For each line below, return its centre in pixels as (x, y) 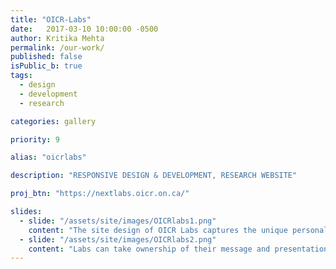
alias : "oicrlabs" (48, 157)
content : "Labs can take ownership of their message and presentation (178, 249)
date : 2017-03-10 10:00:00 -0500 (84, 29)
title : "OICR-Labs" (51, 19)
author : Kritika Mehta (57, 38)
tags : (21, 76)
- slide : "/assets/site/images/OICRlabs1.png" (118, 221)
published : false (46, 57)
